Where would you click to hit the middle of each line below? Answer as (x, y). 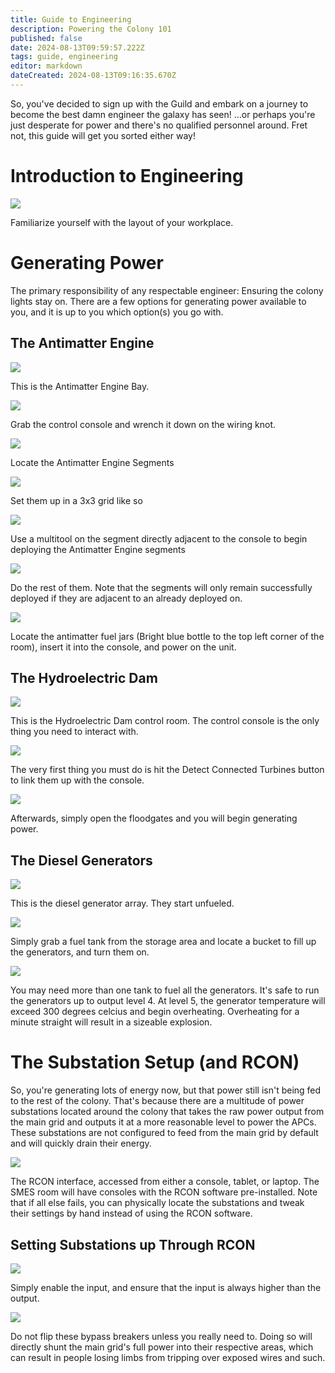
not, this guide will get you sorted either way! (103, 135)
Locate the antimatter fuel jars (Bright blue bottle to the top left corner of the (167, 636)
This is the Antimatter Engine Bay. (80, 386)
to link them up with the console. (77, 780)
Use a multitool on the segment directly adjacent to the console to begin (159, 538)
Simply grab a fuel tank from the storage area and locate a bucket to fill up (163, 942)
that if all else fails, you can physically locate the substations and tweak (157, 1203)
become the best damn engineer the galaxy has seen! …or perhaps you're (163, 114)
